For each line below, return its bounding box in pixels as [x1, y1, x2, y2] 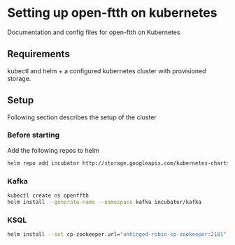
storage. [7, 74, 31, 82]
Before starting [7, 131, 60, 140]
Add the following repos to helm [7, 146, 99, 154]
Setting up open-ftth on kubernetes [7, 5, 218, 21]
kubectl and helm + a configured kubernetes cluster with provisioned [7, 66, 206, 75]
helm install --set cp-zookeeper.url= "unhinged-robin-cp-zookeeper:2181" [7, 231, 227, 238]
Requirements [7, 48, 70, 60]
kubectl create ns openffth [7, 192, 90, 200]
